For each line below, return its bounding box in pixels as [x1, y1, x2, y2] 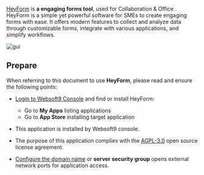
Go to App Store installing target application [24, 113, 135, 121]
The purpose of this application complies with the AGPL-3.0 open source [15, 137, 198, 144]
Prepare [6, 60, 38, 71]
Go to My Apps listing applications [24, 107, 111, 114]
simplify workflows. [6, 31, 55, 38]
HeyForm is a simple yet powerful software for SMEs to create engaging [6, 12, 187, 19]
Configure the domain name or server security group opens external [15, 155, 189, 162]
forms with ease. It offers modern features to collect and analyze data [6, 18, 181, 25]
